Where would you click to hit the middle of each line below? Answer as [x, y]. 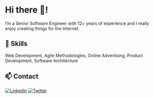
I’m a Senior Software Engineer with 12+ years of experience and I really [77, 23]
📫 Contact [22, 76]
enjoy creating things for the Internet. [42, 28]
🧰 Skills [16, 44]
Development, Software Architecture [42, 61]
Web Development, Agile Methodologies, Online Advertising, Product [74, 55]
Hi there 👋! [27, 10]
